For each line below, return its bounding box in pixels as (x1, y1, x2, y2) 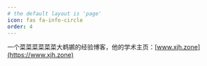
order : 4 (7, 23, 33, 30)
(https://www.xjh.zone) (7, 51, 74, 59)
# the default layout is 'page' (7, 10, 102, 17)
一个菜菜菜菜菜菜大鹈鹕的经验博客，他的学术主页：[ (7, 43, 158, 51)
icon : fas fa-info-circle (7, 17, 83, 24)
